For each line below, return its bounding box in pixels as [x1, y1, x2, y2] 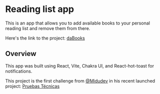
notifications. [5, 68, 33, 74]
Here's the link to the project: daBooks [5, 35, 85, 41]
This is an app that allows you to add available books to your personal [5, 20, 150, 26]
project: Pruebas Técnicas [5, 83, 60, 89]
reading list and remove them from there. [5, 25, 90, 31]
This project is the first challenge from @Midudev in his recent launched [5, 77, 155, 83]
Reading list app [5, 3, 74, 15]
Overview [5, 49, 37, 58]
